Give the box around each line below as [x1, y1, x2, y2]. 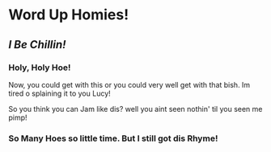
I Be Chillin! [8, 38, 66, 51]
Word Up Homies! [8, 6, 129, 24]
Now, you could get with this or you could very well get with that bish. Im [8, 80, 251, 89]
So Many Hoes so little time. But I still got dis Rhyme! [8, 133, 218, 144]
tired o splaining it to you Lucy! [8, 88, 111, 98]
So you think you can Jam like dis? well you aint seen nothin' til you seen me [8, 104, 263, 113]
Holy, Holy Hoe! [8, 62, 71, 73]
